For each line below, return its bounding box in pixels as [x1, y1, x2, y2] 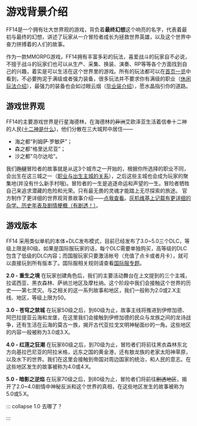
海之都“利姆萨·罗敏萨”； [14, 137, 73, 145]
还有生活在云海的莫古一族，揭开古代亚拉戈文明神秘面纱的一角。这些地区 [16, 321, 191, 328]
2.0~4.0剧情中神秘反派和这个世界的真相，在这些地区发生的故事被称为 [16, 383, 185, 390]
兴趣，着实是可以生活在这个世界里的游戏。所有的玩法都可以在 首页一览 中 [16, 68, 191, 75]
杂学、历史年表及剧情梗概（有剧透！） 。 [6, 202, 101, 209]
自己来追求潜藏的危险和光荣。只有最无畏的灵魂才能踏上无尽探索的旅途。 [6, 187, 181, 194]
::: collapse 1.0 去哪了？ [6, 402, 63, 410]
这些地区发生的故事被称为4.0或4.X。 [6, 363, 94, 370]
